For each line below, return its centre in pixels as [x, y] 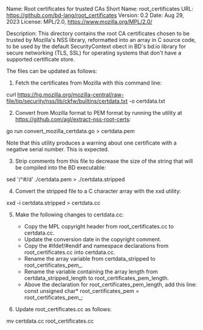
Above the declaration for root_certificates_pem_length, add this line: [111, 284]
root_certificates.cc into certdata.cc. [70, 252]
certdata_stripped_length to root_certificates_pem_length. [96, 278]
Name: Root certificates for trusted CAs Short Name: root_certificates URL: [100, 9]
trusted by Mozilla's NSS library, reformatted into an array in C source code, [101, 40]
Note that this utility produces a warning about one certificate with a [92, 143]
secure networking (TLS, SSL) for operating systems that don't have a [94, 53]
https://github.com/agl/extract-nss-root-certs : [73, 119]
